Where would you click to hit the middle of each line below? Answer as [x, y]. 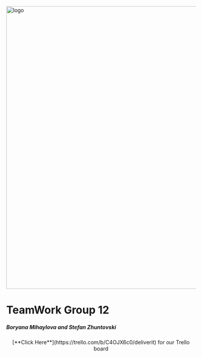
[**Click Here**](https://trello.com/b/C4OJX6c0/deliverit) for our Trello [101, 343]
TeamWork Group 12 [58, 310]
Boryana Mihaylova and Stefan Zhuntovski [61, 327]
